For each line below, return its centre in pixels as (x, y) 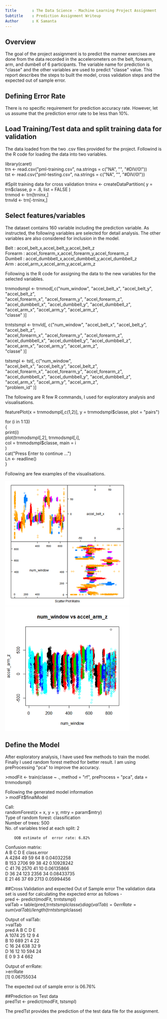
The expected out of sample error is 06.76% (50, 987)
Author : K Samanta (31, 21)
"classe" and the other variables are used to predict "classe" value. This (79, 70)
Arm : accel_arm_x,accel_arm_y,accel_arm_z (50, 264)
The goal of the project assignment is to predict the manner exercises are (80, 54)
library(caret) (19, 164)
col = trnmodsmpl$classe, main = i (41, 443)
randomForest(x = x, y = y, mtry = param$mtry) (54, 813)
